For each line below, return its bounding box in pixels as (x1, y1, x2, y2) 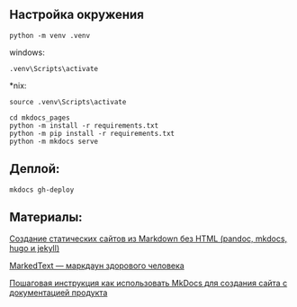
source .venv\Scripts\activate (9, 97, 127, 106)
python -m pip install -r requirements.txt (9, 129, 175, 138)
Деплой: (9, 161, 60, 176)
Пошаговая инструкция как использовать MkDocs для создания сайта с (9, 278, 288, 289)
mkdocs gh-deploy (9, 185, 75, 194)
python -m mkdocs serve (9, 137, 99, 146)
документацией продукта (9, 287, 108, 298)
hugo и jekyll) (9, 243, 60, 254)
